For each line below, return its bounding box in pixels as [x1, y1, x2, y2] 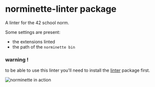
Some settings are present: [5, 29, 61, 35]
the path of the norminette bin [12, 44, 76, 50]
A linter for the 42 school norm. [5, 20, 70, 26]
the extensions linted [12, 38, 56, 45]
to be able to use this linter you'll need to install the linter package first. [5, 67, 151, 73]
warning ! [5, 56, 29, 63]
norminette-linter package [5, 3, 117, 15]
